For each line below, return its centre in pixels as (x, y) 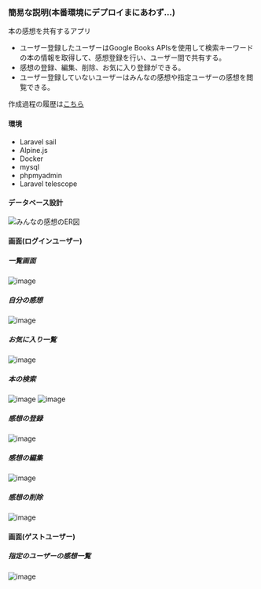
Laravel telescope (48, 184)
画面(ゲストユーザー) (42, 536)
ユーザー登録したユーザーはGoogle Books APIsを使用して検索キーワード (136, 48)
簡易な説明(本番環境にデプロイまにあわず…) (92, 12)
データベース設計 (36, 203)
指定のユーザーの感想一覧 (50, 556)
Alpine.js (34, 150)
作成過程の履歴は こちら (46, 104)
